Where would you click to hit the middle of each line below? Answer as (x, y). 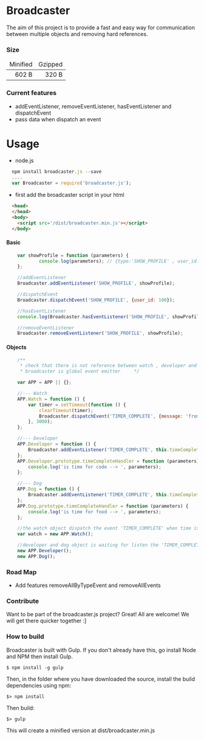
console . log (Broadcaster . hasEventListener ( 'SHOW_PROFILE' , (93, 317)
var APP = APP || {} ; (44, 382)
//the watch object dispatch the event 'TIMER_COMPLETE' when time (104, 528)
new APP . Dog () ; (36, 556)
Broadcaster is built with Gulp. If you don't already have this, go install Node (101, 650)
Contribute (23, 601)
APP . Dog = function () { (49, 489)
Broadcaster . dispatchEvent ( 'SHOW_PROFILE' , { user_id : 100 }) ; (96, 300)
